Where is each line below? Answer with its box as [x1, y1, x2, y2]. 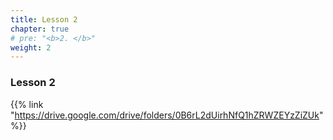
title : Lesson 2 [10, 14, 78, 25]
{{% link [10, 98, 44, 110]
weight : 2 [10, 42, 52, 53]
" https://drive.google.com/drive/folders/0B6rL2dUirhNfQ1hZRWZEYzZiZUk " [10, 109, 324, 121]
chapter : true [10, 24, 70, 34]
